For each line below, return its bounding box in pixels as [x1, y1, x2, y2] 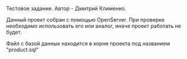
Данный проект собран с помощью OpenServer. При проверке [6, 16, 165, 23]
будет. [6, 29, 22, 36]
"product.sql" [6, 46, 39, 53]
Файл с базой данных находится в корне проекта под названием [6, 40, 170, 47]
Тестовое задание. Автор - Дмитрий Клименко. [6, 5, 127, 12]
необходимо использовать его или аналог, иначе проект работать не [6, 23, 182, 29]
